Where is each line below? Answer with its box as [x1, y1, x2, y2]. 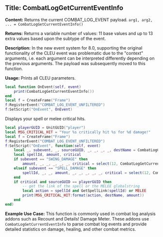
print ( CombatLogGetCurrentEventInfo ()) [14, 89, 95, 94]
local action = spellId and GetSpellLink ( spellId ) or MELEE [22, 188, 147, 193]
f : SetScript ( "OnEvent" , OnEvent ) [5, 107, 73, 112]
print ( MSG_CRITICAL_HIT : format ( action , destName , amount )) [22, 193, 145, 198]
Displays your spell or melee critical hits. [5, 116, 86, 122]
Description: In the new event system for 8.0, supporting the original [5, 45, 143, 51]
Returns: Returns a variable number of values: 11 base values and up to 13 [5, 30, 153, 36]
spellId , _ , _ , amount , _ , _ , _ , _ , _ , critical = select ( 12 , [22, 170, 151, 175]
